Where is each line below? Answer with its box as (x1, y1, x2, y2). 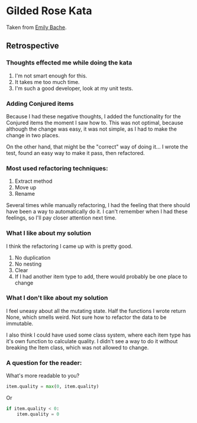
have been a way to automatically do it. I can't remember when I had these (6, 208, 188, 215)
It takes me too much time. (14, 78, 80, 85)
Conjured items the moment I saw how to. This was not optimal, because (6, 119, 183, 126)
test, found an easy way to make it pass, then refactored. (6, 149, 145, 156)
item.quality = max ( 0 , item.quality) (6, 383, 99, 390)
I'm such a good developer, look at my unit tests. (14, 85, 133, 92)
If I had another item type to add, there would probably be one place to (14, 273, 188, 280)
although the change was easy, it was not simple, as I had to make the (6, 125, 177, 133)
